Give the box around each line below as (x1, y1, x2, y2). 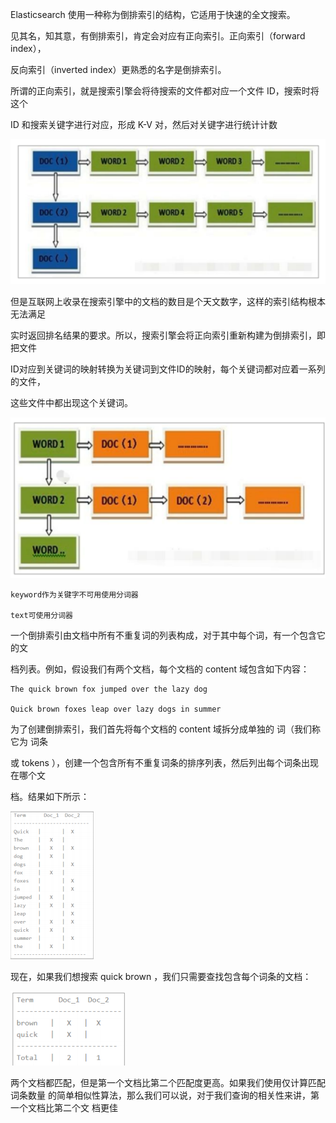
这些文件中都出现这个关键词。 (10, 396, 133, 408)
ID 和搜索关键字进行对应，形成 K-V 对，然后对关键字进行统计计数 (10, 119, 278, 130)
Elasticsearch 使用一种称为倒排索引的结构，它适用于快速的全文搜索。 (10, 9, 296, 20)
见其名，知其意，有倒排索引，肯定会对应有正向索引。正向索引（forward (10, 30, 306, 42)
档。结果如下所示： (10, 791, 90, 803)
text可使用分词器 (10, 611, 73, 621)
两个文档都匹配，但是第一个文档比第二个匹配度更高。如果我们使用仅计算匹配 (10, 1077, 326, 1089)
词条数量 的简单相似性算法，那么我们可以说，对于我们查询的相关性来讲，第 (10, 1089, 320, 1102)
